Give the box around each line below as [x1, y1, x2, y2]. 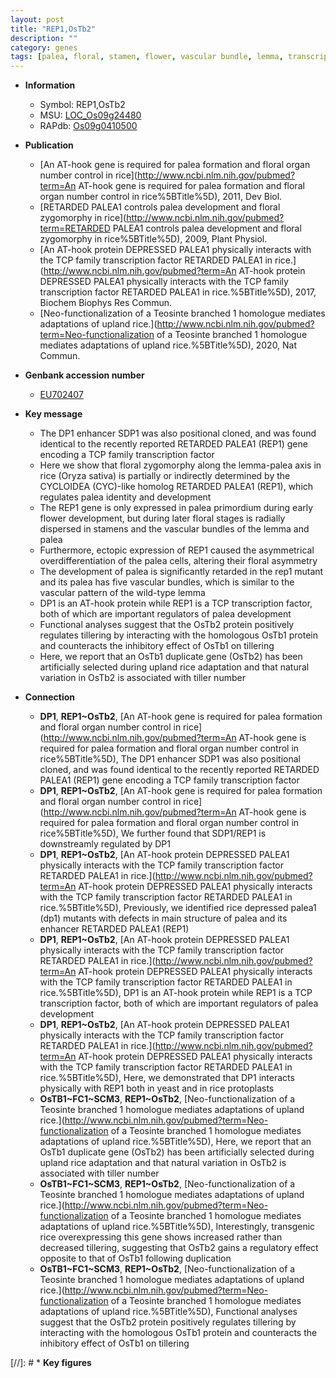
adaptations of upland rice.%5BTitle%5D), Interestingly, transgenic [39, 1221, 316, 1233]
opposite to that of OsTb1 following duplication [39, 1252, 232, 1265]
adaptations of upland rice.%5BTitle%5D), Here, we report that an [39, 1136, 312, 1148]
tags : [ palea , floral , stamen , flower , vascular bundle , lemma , [10, 52, 284, 62]
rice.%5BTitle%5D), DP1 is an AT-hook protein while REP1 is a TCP [39, 987, 313, 999]
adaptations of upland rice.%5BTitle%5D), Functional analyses [39, 1306, 298, 1318]
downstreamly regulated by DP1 [39, 838, 172, 850]
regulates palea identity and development [39, 491, 212, 503]
